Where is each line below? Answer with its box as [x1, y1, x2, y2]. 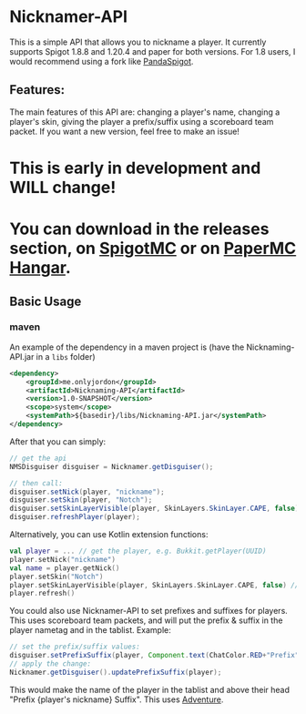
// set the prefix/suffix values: [9, 642, 141, 652]
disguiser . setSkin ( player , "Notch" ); [9, 495, 153, 505]
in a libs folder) [36, 351, 96, 362]
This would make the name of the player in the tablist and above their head [9, 684, 290, 695]
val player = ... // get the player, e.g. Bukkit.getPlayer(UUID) [9, 546, 267, 556]
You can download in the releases [9, 219, 270, 240]
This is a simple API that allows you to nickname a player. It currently [9, 36, 267, 47]
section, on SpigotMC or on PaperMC [9, 239, 297, 259]
